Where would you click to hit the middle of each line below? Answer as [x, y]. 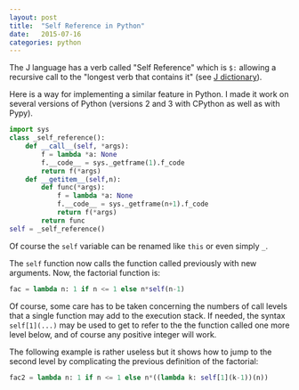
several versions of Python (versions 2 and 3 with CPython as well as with [145, 104]
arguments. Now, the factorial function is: [85, 272]
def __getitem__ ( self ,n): [73, 179]
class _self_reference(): [57, 138]
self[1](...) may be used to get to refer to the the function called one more [149, 325]
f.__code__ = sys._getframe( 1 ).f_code [113, 162]
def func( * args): [73, 188]
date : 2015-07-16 [45, 34]
